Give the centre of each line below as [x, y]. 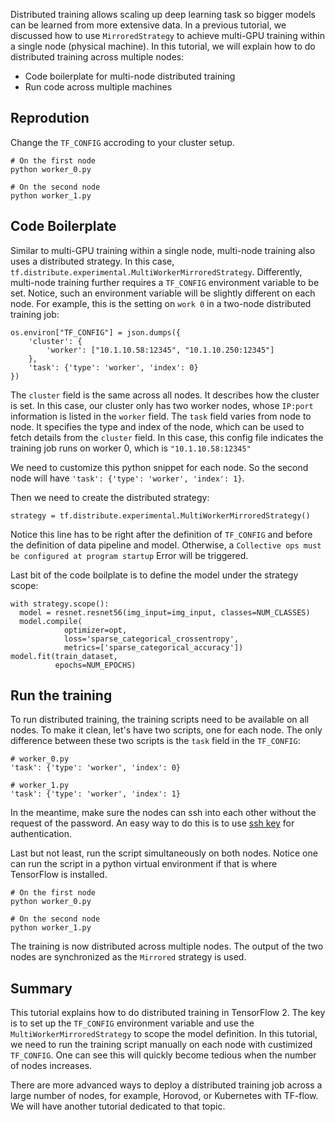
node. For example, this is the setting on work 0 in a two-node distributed [161, 303]
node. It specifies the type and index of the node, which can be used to [157, 426]
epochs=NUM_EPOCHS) [95, 665]
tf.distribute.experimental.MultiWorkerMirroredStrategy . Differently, [156, 271]
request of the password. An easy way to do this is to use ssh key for [152, 823]
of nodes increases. [51, 1066]
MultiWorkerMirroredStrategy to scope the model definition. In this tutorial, [164, 1034]
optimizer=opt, [95, 630]
